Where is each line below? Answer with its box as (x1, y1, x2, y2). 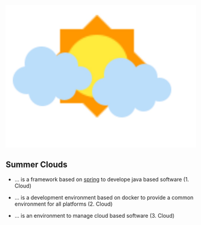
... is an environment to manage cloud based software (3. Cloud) (14, 212, 175, 219)
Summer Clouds (5, 160, 68, 170)
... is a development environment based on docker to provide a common (14, 194, 194, 201)
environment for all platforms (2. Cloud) (14, 200, 113, 207)
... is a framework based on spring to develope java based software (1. (14, 175, 190, 183)
